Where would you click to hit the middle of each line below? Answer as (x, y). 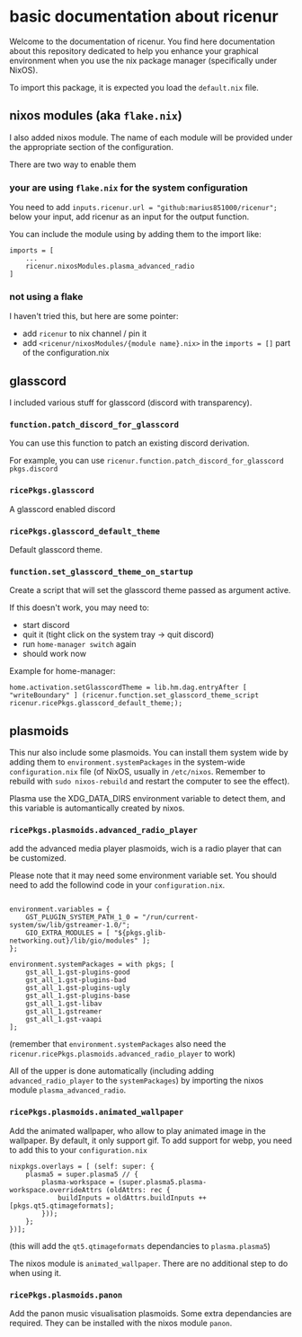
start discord (46, 625)
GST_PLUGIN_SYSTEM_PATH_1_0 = (82, 917)
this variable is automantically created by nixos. (97, 808)
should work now (54, 654)
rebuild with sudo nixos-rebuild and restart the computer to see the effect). (150, 781)
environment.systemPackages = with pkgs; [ (92, 965)
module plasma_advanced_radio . (68, 1090)
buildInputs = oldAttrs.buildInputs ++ (132, 1198)
